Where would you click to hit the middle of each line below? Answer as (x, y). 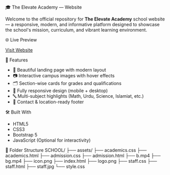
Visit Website (19, 50)
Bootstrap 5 (25, 135)
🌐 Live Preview (21, 40)
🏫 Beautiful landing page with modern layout (59, 70)
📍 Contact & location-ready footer (48, 102)
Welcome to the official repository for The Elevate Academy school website (85, 19)
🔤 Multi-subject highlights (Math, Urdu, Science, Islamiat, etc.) (78, 96)
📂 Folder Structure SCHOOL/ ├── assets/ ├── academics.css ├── (76, 150)
